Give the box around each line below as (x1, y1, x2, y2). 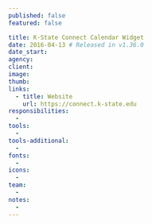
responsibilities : (8, 107, 69, 115)
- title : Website (15, 92, 73, 100)
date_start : (8, 48, 48, 56)
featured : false (8, 19, 62, 27)
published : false (8, 11, 66, 20)
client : (8, 63, 34, 71)
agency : (8, 56, 34, 64)
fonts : (8, 152, 30, 160)
